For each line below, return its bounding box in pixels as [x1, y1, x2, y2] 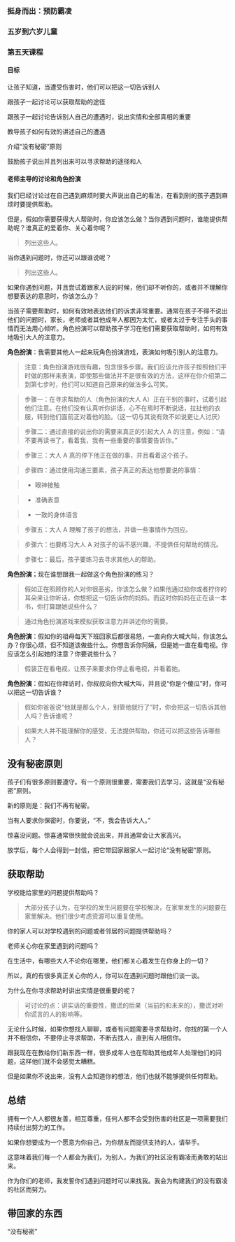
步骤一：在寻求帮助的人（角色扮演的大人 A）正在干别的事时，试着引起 [24, 395, 227, 404]
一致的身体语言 [34, 511, 78, 519]
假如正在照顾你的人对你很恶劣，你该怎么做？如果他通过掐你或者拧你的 [24, 585, 227, 593]
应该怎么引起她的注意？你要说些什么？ [7, 649, 117, 658]
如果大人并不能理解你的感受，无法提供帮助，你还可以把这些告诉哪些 [24, 726, 221, 735]
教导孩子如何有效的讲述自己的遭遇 [7, 127, 106, 136]
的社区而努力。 [7, 1185, 50, 1194]
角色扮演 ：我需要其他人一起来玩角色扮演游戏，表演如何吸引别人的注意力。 [7, 348, 222, 356]
